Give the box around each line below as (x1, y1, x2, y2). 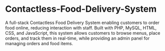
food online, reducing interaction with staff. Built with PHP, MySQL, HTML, (5, 25, 157, 30)
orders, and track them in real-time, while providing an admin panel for (5, 35, 150, 41)
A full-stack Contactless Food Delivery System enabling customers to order (5, 20, 160, 25)
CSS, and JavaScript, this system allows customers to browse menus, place (5, 30, 161, 36)
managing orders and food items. (5, 40, 74, 46)
